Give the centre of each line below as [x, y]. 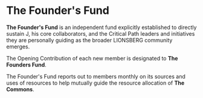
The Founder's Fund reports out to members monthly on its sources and [96, 76]
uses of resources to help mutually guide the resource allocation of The [95, 83]
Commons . [20, 89]
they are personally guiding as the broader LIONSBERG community [89, 40]
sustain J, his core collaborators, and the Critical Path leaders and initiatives [101, 33]
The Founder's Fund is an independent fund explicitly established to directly [101, 27]
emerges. [18, 47]
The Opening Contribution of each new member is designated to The [92, 58]
